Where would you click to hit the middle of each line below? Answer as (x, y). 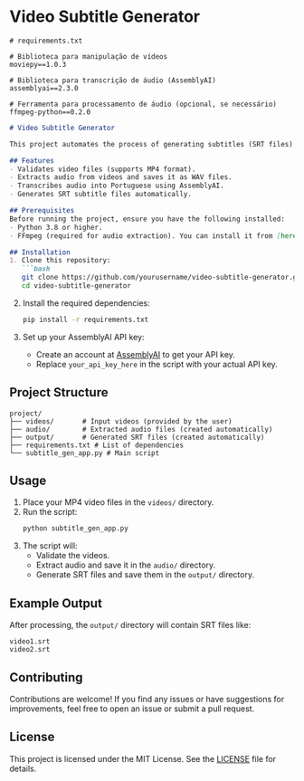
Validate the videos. (73, 556)
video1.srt (30, 642)
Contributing (46, 677)
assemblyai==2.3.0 (44, 88)
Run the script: (50, 512)
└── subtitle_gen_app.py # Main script (85, 453)
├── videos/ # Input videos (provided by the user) (121, 421)
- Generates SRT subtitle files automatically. (101, 195)
